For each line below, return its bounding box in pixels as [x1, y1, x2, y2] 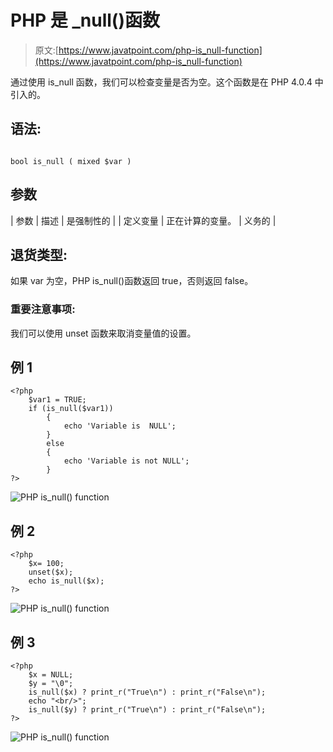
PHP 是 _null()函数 [10, 9, 160, 32]
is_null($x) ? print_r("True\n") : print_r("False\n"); [28, 687, 267, 698]
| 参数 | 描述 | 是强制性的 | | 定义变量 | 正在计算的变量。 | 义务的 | [10, 214, 277, 226]
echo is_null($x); [28, 576, 105, 586]
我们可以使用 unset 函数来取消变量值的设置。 [10, 327, 197, 339]
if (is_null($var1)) [28, 404, 114, 414]
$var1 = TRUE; [28, 395, 87, 405]
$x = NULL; [28, 670, 74, 680]
